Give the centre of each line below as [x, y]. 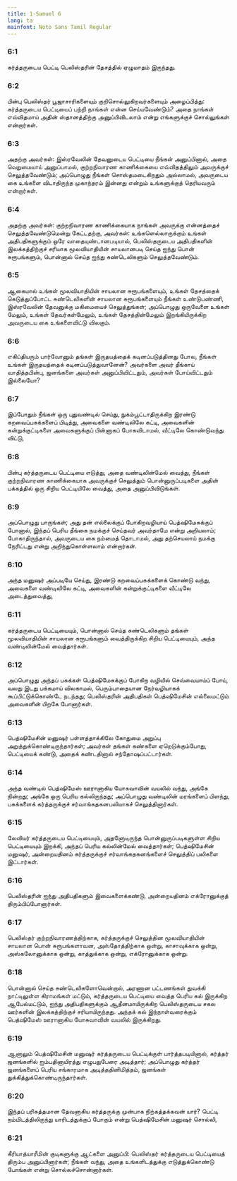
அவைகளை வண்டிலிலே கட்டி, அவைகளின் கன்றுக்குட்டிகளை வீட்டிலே [99, 588]
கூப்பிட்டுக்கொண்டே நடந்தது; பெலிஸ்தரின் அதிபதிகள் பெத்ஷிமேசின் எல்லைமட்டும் [118, 696]
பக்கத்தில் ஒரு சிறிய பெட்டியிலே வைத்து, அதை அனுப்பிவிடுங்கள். [94, 488]
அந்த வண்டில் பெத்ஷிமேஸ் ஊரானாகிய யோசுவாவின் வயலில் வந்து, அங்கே [108, 788]
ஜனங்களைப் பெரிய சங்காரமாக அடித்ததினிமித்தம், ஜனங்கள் [87, 1070]
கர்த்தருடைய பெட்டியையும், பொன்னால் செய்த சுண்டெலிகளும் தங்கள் [98, 630]
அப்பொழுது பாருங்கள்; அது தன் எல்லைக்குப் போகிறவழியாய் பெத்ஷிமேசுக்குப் [110, 522]
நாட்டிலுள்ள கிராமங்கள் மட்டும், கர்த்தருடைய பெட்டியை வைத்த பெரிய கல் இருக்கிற [117, 995]
